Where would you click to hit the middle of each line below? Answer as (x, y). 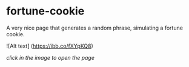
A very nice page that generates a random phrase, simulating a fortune (95, 28)
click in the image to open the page (51, 57)
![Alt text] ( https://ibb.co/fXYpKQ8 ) (50, 46)
